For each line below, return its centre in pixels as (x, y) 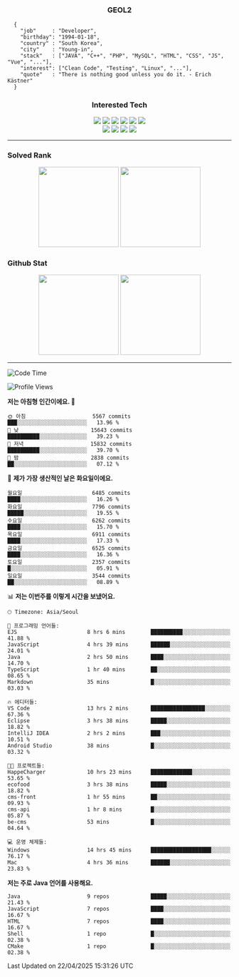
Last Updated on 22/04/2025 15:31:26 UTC (70, 966)
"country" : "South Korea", (62, 44)
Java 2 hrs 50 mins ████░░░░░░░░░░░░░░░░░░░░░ (119, 658)
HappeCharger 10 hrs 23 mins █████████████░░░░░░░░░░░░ (119, 772)
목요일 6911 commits (69, 535)
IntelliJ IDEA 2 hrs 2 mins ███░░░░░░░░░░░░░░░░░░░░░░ (119, 733)
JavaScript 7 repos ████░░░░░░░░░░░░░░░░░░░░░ (119, 909)
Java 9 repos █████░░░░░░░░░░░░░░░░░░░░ (119, 896)
